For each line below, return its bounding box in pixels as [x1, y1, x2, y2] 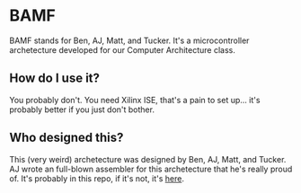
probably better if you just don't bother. [9, 104, 155, 115]
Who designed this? [9, 130, 124, 145]
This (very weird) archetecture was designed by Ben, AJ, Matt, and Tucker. [9, 154, 287, 164]
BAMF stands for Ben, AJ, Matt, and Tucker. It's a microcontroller [9, 35, 250, 46]
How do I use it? [9, 71, 101, 86]
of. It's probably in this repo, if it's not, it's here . [9, 172, 184, 184]
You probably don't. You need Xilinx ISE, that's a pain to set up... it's [9, 94, 261, 105]
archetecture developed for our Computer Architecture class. [9, 44, 236, 55]
